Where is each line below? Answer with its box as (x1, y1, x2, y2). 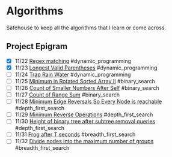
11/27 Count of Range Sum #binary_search (14, 91, 120, 98)
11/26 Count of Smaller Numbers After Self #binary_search (14, 84, 159, 91)
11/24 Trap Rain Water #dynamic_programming (14, 71, 131, 78)
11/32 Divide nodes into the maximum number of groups (14, 138, 154, 145)
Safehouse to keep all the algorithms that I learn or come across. (6, 24, 167, 31)
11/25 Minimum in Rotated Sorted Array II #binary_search (14, 77, 155, 84)
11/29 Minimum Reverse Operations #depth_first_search (14, 111, 153, 118)
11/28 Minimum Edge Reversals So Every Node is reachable (14, 98, 162, 105)
